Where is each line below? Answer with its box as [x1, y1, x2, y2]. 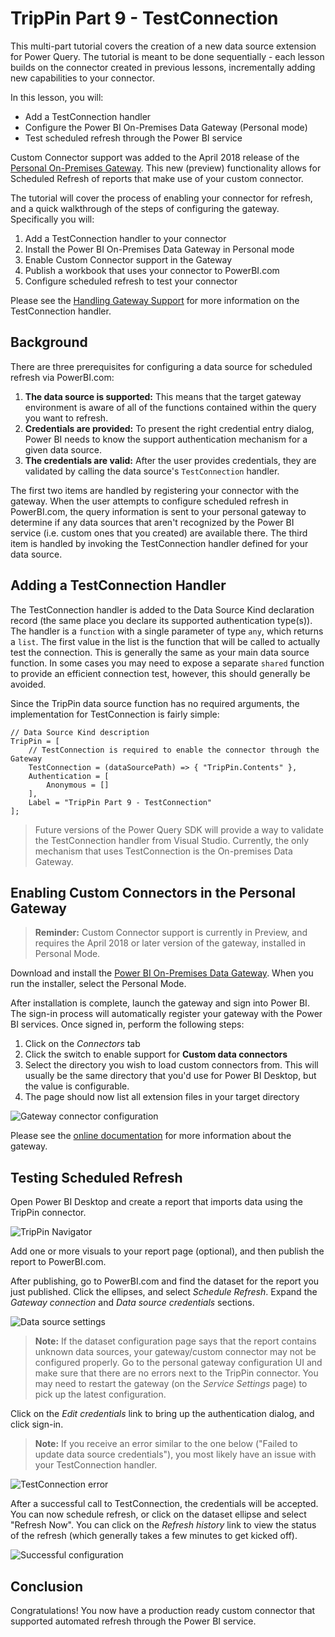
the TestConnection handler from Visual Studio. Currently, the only [34, 834, 310, 846]
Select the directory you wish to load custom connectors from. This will [24, 1059, 319, 1071]
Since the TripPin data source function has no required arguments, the [10, 697, 300, 709]
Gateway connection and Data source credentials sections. [10, 1297, 255, 1309]
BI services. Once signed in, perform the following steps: [10, 1018, 245, 1031]
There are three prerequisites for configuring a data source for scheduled [10, 360, 313, 372]
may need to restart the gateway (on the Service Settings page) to [34, 1378, 308, 1390]
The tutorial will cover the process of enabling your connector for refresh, [10, 192, 313, 204]
